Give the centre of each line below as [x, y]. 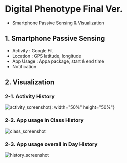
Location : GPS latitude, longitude [47, 56]
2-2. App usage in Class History [44, 120]
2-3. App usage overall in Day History [51, 144]
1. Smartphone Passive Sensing [55, 39]
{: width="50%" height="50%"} [82, 107]
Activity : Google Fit [33, 50]
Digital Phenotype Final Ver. [64, 9]
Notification [24, 66]
